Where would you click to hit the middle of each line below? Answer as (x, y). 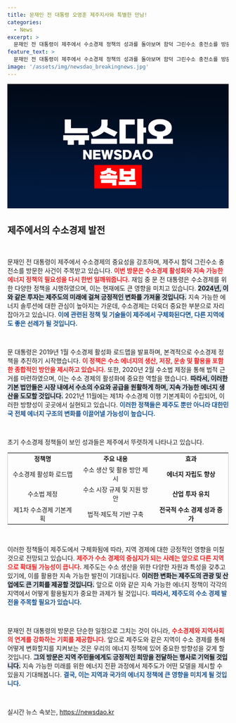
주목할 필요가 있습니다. (51, 602)
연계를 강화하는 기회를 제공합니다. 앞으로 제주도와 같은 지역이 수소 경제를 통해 (120, 639)
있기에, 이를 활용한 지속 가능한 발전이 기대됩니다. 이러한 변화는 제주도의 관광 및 (114, 576)
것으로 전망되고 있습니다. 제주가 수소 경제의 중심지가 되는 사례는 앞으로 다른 (110, 558)
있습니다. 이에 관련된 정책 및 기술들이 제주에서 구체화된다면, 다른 (118, 315)
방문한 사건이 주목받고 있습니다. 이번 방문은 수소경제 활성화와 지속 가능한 (124, 271)
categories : (25, 22)
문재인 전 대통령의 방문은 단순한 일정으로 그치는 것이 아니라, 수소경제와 (104, 631)
